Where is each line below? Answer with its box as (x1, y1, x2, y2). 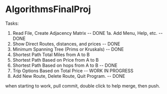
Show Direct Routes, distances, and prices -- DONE (12, 40, 120, 46)
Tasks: (5, 20, 19, 26)
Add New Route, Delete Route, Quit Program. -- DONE (12, 73, 126, 79)
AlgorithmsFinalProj (5, 4, 91, 15)
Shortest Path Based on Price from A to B (12, 57, 99, 63)
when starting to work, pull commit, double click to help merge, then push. (5, 82, 160, 89)
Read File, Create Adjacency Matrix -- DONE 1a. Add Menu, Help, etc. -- (12, 30, 163, 36)
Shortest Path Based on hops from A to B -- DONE (12, 62, 118, 68)
